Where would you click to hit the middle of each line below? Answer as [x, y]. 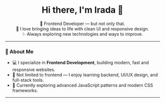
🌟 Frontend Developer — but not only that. [82, 24]
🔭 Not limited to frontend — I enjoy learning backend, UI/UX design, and [85, 75]
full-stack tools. [28, 80]
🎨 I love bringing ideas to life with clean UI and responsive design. [82, 28]
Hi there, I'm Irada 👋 [82, 10]
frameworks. [25, 91]
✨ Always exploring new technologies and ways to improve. [82, 34]
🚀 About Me [19, 51]
